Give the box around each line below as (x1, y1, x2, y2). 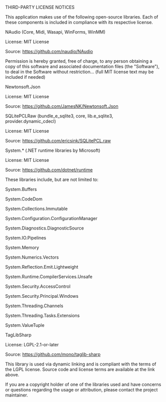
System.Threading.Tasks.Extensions (5, 313, 80, 318)
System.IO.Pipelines (5, 235, 46, 241)
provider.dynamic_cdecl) (5, 118, 56, 124)
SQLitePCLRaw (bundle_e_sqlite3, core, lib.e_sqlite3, (5, 113, 113, 119)
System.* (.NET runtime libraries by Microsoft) (5, 147, 100, 153)
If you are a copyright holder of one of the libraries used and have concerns (5, 381, 161, 387)
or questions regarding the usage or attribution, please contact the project (5, 387, 158, 392)
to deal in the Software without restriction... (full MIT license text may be (5, 69, 154, 75)
